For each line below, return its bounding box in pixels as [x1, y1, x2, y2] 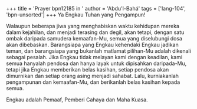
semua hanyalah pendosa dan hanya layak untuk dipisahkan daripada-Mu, [6, 60, 187, 67]
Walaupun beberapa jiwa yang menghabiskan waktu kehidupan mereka [6, 23, 180, 29]
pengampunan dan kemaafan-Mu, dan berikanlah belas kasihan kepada [6, 79, 180, 86]
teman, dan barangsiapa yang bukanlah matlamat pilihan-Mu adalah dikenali [6, 47, 192, 54]
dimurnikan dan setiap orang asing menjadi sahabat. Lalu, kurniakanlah [6, 73, 179, 79]
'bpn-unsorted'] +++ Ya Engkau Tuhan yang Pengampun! [6, 11, 146, 18]
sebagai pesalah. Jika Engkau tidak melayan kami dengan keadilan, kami [6, 54, 183, 60]
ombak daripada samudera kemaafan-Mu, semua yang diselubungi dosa [6, 35, 183, 42]
